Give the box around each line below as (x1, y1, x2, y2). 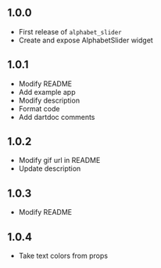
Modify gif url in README (18, 156, 101, 165)
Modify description (18, 96, 80, 105)
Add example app (18, 87, 76, 96)
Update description (18, 164, 81, 173)
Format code (18, 103, 60, 113)
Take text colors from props (18, 251, 109, 261)
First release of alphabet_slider (18, 27, 122, 36)
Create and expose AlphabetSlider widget (18, 35, 153, 45)
